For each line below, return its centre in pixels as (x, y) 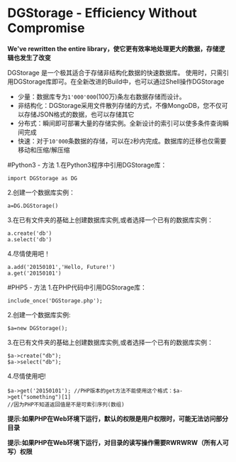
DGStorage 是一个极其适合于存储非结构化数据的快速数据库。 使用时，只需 (115, 72)
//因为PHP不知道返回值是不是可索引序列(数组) (66, 405)
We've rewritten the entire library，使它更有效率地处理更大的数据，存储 (113, 48)
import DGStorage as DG (43, 178)
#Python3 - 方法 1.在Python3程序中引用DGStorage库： (87, 165)
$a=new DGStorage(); (38, 328)
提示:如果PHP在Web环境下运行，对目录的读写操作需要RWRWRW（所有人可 (118, 442)
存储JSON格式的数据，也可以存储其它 (79, 114)
